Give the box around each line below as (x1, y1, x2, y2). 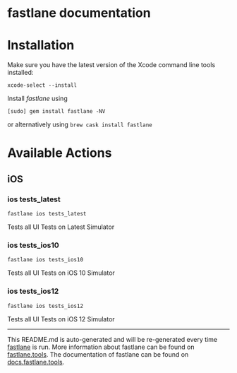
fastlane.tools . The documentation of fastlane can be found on (7, 350, 189, 358)
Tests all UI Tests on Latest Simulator (7, 223, 115, 231)
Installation (7, 37, 75, 54)
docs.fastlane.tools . (7, 357, 65, 366)
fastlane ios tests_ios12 (7, 302, 83, 309)
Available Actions (7, 145, 112, 161)
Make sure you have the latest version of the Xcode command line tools (7, 61, 216, 69)
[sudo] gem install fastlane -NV (7, 108, 106, 115)
